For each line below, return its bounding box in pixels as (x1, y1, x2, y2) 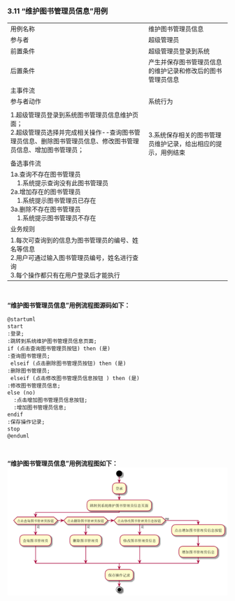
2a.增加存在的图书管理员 (10, 187, 81, 196)
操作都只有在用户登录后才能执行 (27, 270, 120, 279)
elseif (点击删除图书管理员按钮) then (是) (10, 360, 127, 368)
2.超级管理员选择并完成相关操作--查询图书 (10, 128, 134, 137)
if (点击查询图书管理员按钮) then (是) (7, 345, 111, 352)
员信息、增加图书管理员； (10, 145, 84, 154)
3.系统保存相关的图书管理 (148, 131, 222, 139)
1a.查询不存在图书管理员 (10, 170, 81, 179)
